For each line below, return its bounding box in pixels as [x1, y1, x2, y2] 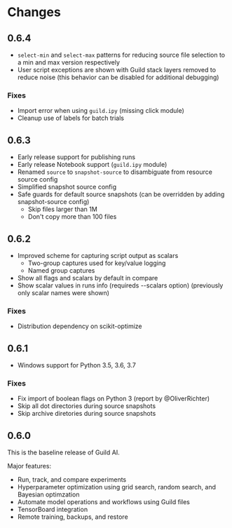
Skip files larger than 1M [27, 205, 98, 214]
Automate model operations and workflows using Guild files [17, 498, 191, 506]
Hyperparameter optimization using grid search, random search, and [17, 483, 216, 492]
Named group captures [27, 266, 95, 274]
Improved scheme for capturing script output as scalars [17, 251, 179, 259]
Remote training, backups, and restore [17, 513, 128, 521]
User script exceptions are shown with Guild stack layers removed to [17, 66, 216, 74]
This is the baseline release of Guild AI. [7, 448, 121, 456]
